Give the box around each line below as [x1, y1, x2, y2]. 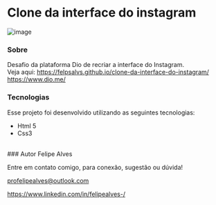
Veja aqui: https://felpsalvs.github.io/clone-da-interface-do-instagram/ [7, 68, 210, 77]
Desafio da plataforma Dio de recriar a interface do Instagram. [7, 61, 185, 69]
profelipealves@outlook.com [7, 176, 89, 184]
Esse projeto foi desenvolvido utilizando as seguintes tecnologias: [7, 108, 195, 117]
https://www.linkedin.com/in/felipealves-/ [7, 190, 126, 198]
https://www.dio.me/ [7, 75, 66, 84]
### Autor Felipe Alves [7, 150, 73, 158]
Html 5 [17, 121, 37, 130]
